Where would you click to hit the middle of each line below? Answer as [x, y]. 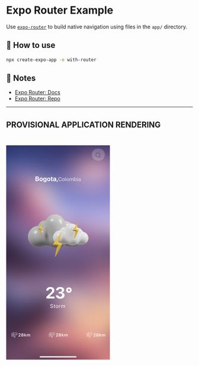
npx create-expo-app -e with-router [51, 60]
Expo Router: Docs [37, 92]
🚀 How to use [31, 45]
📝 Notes [21, 78]
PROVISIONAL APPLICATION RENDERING [84, 125]
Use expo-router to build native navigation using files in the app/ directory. [97, 27]
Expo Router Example [60, 10]
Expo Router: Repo [38, 99]
